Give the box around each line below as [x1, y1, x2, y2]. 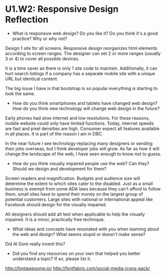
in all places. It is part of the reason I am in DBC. [5, 131, 103, 137]
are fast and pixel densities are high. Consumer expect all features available [5, 125, 160, 132]
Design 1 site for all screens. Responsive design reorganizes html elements [5, 45, 158, 51]
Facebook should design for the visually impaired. [5, 201, 107, 207]
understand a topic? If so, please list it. [12, 256, 92, 262]
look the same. [5, 91, 36, 96]
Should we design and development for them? [12, 166, 107, 172]
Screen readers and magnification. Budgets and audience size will [5, 175, 140, 181]
